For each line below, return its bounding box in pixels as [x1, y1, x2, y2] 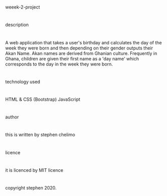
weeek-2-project [5, 4, 40, 10]
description [5, 22, 29, 28]
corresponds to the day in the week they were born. [5, 61, 113, 67]
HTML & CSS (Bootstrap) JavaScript [5, 96, 81, 102]
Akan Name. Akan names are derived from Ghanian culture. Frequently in [5, 50, 157, 56]
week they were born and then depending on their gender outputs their [5, 45, 153, 51]
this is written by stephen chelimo [5, 132, 76, 138]
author [5, 114, 19, 120]
